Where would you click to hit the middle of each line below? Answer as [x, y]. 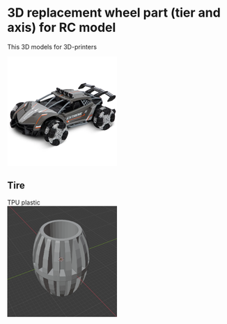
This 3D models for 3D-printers [52, 47]
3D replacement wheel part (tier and [114, 13]
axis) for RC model [62, 27]
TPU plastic [24, 202]
